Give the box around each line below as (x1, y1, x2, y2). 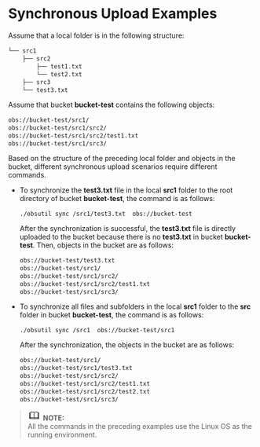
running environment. (27, 430, 97, 439)
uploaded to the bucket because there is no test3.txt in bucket (19, 232, 224, 241)
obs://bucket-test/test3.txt (19, 256, 115, 264)
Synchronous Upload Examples (8, 5, 218, 23)
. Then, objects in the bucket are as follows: (32, 240, 174, 250)
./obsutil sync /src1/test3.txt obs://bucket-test (19, 210, 192, 218)
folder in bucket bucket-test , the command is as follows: (19, 310, 204, 319)
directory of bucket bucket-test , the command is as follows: (19, 193, 215, 203)
